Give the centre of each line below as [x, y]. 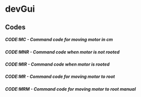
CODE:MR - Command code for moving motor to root [60, 76]
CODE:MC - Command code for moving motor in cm [59, 40]
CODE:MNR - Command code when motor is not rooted [62, 52]
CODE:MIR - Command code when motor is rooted [57, 64]
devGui [20, 9]
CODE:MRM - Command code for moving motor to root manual [70, 89]
